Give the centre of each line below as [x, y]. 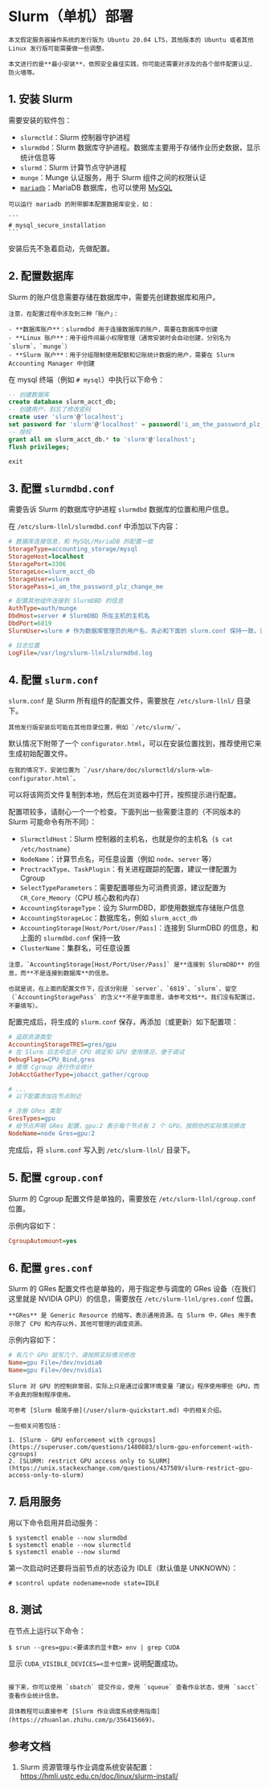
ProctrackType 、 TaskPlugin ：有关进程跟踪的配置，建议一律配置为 [128, 869]
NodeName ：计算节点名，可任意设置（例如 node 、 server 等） [118, 859]
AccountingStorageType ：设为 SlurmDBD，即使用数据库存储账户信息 [132, 908]
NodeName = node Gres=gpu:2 [51, 1133]
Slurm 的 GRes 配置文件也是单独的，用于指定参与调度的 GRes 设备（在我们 [132, 1289]
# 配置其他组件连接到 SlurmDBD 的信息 [66, 601]
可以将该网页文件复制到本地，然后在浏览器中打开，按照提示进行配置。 [125, 795]
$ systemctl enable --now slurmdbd [68, 1538]
